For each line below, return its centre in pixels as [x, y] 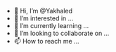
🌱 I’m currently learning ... [51, 26]
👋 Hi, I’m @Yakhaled [43, 11]
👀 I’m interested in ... [44, 18]
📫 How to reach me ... [46, 41]
